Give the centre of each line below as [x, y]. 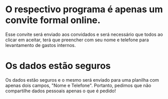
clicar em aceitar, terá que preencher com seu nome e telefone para [77, 40]
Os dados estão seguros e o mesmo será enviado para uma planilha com [82, 80]
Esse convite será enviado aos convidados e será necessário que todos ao [84, 34]
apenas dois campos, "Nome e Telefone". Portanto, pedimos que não [78, 85]
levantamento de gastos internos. [40, 45]
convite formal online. [53, 20]
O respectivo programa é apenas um [84, 9]
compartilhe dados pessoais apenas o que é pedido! [61, 91]
